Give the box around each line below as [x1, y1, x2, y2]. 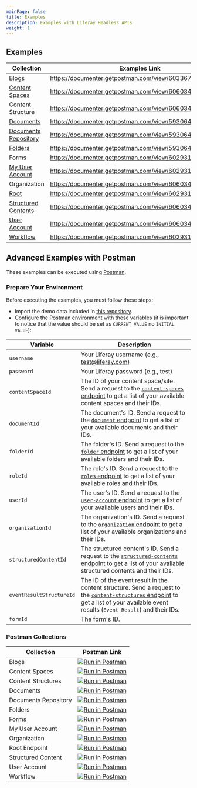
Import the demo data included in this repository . [14, 308, 133, 315]
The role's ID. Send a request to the [81, 465, 178, 473]
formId [9, 616, 28, 623]
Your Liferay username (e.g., [81, 350, 159, 359]
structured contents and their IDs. [81, 567, 174, 575]
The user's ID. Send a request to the [81, 489, 180, 497]
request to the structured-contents [81, 552, 178, 560]
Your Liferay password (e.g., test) [81, 368, 173, 376]
